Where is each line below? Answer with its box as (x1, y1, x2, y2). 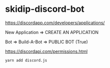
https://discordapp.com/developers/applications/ (5, 20, 105, 26)
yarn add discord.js (5, 58, 48, 63)
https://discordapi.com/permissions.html (5, 48, 88, 54)
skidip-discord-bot (5, 3, 85, 15)
